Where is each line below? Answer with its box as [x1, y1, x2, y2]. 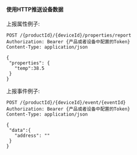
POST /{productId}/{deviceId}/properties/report [6, 32, 132, 39]
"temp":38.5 [14, 66, 45, 72]
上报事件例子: [6, 88, 41, 95]
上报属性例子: [6, 20, 41, 27]
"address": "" [14, 133, 50, 139]
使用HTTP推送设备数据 [6, 5, 64, 13]
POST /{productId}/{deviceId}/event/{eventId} [6, 100, 126, 106]
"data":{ [8, 128, 32, 134]
